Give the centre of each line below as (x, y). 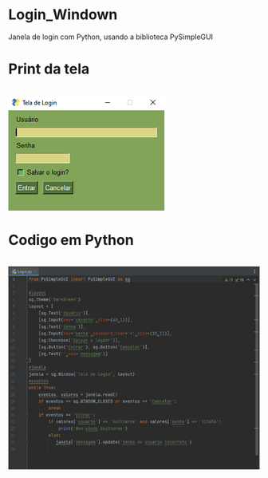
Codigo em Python (71, 240)
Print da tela (49, 69)
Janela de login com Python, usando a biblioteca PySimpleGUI (111, 37)
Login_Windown (63, 15)
